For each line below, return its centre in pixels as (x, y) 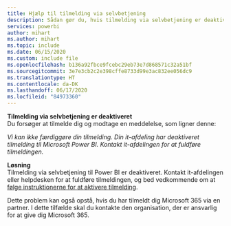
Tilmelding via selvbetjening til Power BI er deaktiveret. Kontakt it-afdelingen (115, 172)
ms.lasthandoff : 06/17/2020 (47, 90)
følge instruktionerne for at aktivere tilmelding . (73, 187)
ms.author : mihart (33, 39)
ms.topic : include (33, 45)
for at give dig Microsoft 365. (48, 215)
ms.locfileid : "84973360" (44, 97)
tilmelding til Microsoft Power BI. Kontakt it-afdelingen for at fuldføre (104, 144)
